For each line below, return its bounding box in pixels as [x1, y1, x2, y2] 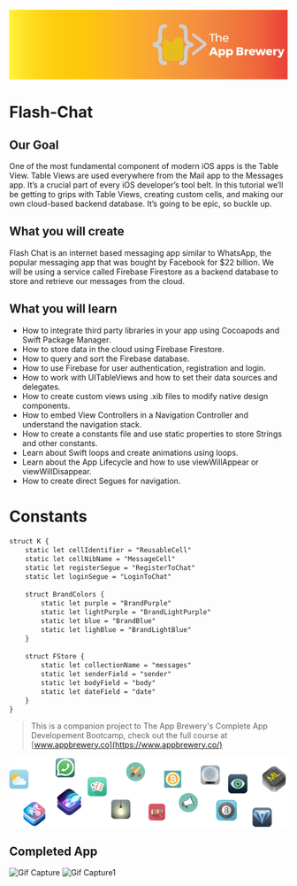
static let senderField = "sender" [41, 669, 172, 678]
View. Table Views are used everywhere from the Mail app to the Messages [9, 170, 284, 181]
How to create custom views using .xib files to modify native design [21, 390, 269, 401]
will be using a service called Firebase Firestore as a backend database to [9, 266, 278, 277]
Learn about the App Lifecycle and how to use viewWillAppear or [21, 457, 259, 467]
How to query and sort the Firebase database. [21, 353, 190, 364]
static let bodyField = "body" [41, 678, 156, 687]
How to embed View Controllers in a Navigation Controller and [21, 409, 249, 420]
